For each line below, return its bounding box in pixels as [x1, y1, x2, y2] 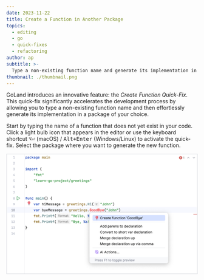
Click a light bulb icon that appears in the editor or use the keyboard [6, 129, 177, 136]
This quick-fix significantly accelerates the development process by [6, 98, 176, 105]
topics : [6, 22, 26, 29]
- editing [12, 29, 36, 35]
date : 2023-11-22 [6, 10, 50, 16]
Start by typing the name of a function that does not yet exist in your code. [6, 122, 193, 130]
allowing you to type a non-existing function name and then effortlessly [6, 104, 185, 112]
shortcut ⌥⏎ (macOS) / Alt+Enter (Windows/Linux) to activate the [6, 135, 174, 143]
